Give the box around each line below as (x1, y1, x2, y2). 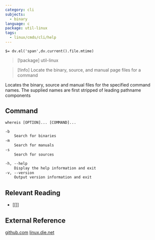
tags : (5, 30, 16, 35)
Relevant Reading (5, 188, 60, 197)
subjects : (5, 12, 26, 17)
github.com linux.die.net (5, 229, 54, 235)
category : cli (5, 7, 35, 12)
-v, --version (5, 170, 35, 175)
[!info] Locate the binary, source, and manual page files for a (17, 67, 141, 73)
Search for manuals (14, 143, 54, 148)
